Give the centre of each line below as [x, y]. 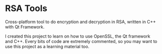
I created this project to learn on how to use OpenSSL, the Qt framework [78, 36]
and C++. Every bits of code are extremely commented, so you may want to [81, 41]
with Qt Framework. [25, 27]
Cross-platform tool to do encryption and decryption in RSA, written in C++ [81, 22]
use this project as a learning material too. [47, 46]
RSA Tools [26, 8]
